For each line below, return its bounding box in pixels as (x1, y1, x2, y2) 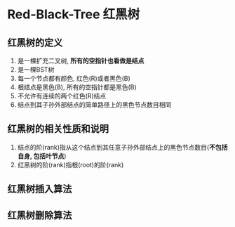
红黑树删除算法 (7, 209, 72, 221)
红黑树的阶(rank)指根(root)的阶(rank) (17, 160, 124, 169)
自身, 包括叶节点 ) (17, 152, 67, 160)
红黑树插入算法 (7, 183, 72, 195)
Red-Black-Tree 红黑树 (7, 6, 140, 22)
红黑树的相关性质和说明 (7, 123, 109, 135)
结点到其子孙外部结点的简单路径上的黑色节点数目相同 (17, 100, 172, 109)
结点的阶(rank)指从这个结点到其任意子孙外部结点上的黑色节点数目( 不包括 (17, 143, 228, 151)
